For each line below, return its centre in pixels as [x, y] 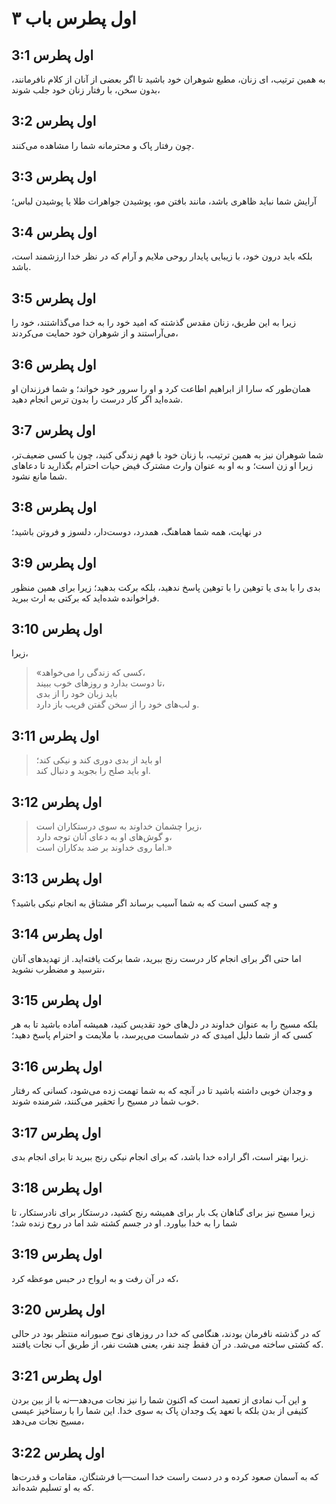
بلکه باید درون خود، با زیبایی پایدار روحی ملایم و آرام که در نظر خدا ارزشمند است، [162, 256]
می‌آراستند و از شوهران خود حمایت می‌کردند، [95, 333]
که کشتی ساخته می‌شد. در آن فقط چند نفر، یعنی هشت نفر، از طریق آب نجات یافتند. [167, 1344]
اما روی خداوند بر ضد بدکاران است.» [104, 847]
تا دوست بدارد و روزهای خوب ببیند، [100, 683]
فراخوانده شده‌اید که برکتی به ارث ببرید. [85, 598]
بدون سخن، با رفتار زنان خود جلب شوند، [86, 90]
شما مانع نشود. [39, 476]
